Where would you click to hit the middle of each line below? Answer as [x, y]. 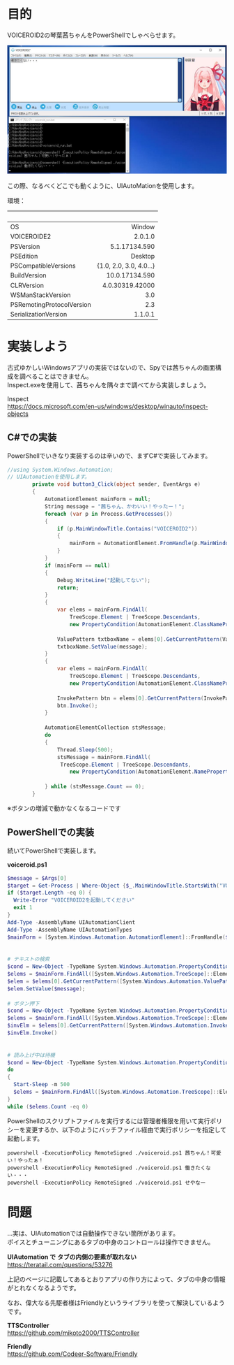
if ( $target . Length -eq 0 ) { [49, 893]
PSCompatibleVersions [43, 266]
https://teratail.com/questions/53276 [60, 1264]
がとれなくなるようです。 [44, 1287]
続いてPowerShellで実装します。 [54, 851]
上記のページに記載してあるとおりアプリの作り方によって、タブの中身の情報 [117, 1279]
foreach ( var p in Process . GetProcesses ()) [108, 514]
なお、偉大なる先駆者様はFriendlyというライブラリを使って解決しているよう [116, 1302]
